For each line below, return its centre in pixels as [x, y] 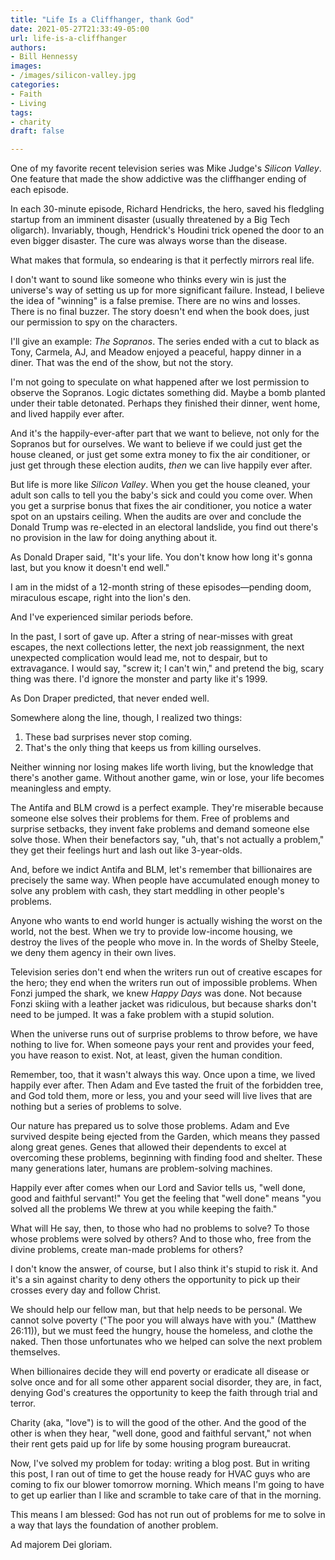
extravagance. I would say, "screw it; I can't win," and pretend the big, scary [167, 668]
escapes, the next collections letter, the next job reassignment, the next [157, 647]
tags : [21, 112]
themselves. [35, 1352]
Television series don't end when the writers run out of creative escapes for [166, 972]
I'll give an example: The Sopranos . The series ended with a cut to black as [165, 342]
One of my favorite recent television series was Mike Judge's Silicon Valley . [166, 168]
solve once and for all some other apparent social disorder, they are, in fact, [166, 1382]
